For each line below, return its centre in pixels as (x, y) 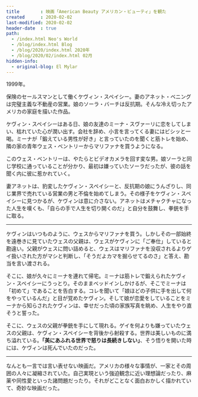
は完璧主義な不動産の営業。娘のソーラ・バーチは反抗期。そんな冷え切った (96, 104)
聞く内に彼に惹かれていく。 (40, 174)
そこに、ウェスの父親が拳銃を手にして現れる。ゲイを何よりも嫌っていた (93, 325)
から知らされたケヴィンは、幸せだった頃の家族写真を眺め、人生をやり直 (104, 306)
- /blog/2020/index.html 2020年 (51, 50)
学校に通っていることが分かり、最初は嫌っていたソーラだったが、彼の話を (101, 166)
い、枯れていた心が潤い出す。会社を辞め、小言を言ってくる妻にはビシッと (96, 131)
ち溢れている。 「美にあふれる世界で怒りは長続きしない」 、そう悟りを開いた (96, 340)
